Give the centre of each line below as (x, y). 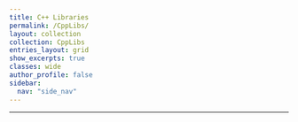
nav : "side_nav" (47, 91)
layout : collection (45, 34)
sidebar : (25, 83)
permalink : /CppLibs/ (49, 26)
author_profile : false (51, 75)
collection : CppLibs (47, 42)
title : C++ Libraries (49, 17)
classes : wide (35, 67)
